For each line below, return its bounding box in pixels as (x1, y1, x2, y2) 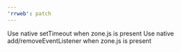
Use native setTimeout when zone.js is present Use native (7, 29, 175, 37)
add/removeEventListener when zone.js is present (7, 36, 152, 45)
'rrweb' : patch (7, 10, 52, 17)
